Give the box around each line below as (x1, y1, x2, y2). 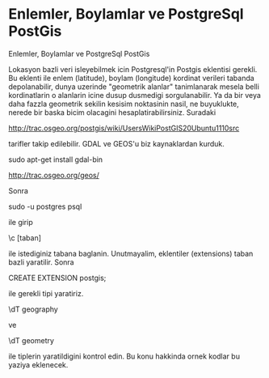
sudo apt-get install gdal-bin (8, 155, 103, 164)
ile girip (8, 217, 34, 227)
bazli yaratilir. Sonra (8, 257, 74, 267)
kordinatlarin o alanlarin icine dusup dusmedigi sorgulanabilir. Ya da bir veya (8, 90, 261, 100)
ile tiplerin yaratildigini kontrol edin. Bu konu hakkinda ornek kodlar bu (8, 351, 241, 361)
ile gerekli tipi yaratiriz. (8, 288, 84, 298)
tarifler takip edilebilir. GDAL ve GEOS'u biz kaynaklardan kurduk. (8, 138, 225, 148)
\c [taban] (8, 232, 42, 243)
